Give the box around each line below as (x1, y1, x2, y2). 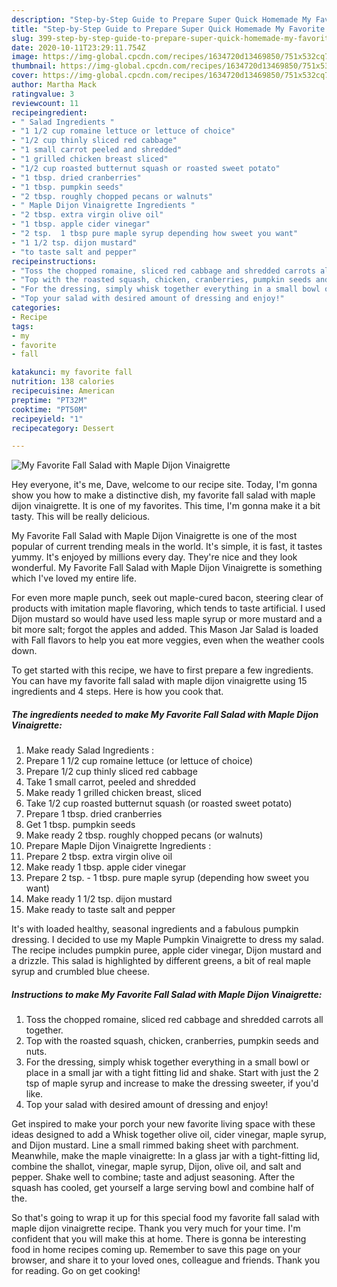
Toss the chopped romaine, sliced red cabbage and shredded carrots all (25, 1014, 324, 1026)
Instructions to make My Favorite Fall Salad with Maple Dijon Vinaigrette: (11, 988, 323, 1000)
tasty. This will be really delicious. (11, 511, 151, 523)
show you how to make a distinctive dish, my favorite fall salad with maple (11, 489, 316, 501)
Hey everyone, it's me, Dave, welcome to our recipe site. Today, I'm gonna (11, 479, 318, 491)
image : (11, 52, 39, 62)
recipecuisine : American (11, 386, 115, 396)
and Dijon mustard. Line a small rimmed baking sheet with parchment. (11, 1139, 299, 1151)
